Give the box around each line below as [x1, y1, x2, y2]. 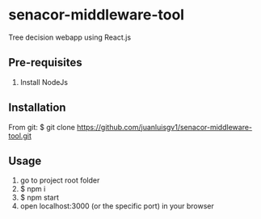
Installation [8, 101, 66, 115]
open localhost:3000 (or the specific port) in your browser [19, 201, 214, 211]
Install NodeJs [19, 77, 69, 86]
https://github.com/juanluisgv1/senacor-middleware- [76, 122, 253, 132]
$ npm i [19, 184, 46, 194]
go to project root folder [19, 175, 100, 185]
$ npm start [19, 192, 59, 203]
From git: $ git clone [8, 122, 75, 132]
